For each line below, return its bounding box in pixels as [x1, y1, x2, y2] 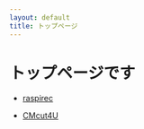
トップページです [9, 63, 136, 83]
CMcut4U [22, 110, 58, 121]
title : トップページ [9, 21, 78, 30]
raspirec [22, 93, 54, 104]
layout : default [9, 13, 70, 22]
